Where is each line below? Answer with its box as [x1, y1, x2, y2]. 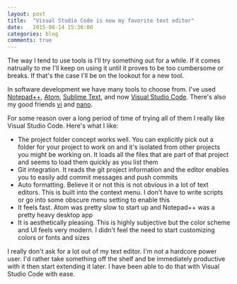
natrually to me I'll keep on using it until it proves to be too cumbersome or [7, 64, 224, 72]
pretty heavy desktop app [17, 211, 93, 219]
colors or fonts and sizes [17, 234, 90, 242]
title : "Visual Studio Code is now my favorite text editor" [7, 17, 195, 24]
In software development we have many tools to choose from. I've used [7, 85, 216, 94]
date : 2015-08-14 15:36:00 [7, 23, 93, 31]
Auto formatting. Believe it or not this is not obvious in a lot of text [17, 180, 209, 189]
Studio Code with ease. [7, 270, 76, 278]
